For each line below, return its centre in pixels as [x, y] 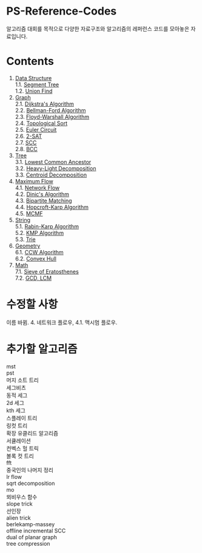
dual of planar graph [32, 537]
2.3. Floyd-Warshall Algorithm [52, 117]
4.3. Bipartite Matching [43, 200]
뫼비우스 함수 [22, 497]
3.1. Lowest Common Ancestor [53, 161]
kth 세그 [16, 410]
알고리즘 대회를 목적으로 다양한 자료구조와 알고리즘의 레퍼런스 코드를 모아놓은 [98, 29]
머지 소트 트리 [23, 380]
